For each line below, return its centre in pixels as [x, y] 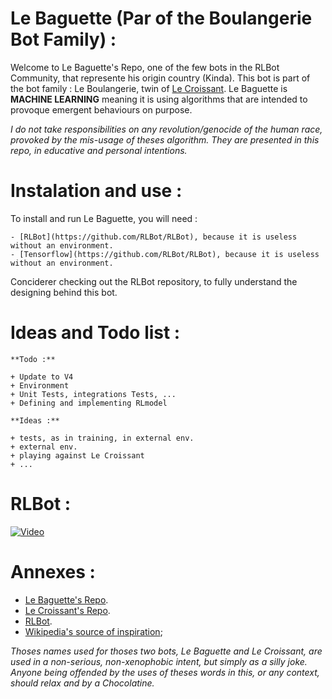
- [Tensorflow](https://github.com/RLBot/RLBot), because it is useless [165, 254]
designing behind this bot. [64, 292]
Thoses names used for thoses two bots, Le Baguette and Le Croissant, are [166, 651]
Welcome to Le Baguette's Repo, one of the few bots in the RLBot [145, 67]
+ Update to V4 [42, 377]
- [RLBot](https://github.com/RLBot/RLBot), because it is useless [154, 237]
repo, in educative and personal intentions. [99, 150]
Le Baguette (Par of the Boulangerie [161, 18]
